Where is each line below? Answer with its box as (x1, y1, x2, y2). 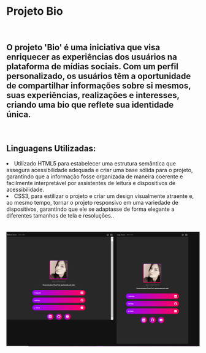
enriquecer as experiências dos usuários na (6, 52, 178, 63)
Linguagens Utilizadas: (6, 143, 96, 154)
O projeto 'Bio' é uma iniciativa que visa (6, 42, 161, 53)
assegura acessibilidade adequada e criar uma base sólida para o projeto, (6, 166, 193, 173)
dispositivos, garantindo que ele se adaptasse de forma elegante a (6, 205, 175, 213)
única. (6, 109, 31, 120)
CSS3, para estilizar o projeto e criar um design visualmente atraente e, (14, 192, 194, 200)
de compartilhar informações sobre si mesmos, (6, 81, 191, 91)
